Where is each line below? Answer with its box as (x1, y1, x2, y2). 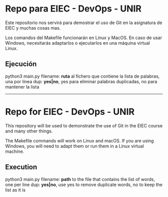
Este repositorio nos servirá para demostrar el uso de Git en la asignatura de (5, 20, 162, 26)
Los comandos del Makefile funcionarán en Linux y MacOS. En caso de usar (5, 35, 162, 41)
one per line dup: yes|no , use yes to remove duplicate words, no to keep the (5, 181, 162, 187)
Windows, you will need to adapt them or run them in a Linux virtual (5, 143, 144, 149)
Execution (5, 163, 37, 171)
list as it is (5, 186, 26, 193)
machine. (5, 148, 24, 154)
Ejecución (5, 60, 37, 68)
